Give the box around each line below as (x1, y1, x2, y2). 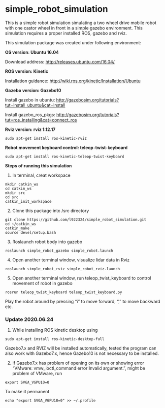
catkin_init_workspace (5, 199, 52, 204)
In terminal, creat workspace (12, 172, 70, 178)
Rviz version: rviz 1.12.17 (5, 126, 56, 132)
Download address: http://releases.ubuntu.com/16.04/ (5, 59, 115, 64)
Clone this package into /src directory (12, 208, 89, 214)
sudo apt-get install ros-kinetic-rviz (5, 136, 87, 141)
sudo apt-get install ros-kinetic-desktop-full (5, 337, 105, 342)
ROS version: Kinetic (5, 68, 48, 74)
